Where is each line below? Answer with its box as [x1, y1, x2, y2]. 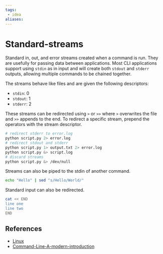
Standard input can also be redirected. [5, 187, 85, 193]
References [5, 224, 42, 233]
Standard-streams [5, 38, 84, 50]
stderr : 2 [12, 101, 32, 107]
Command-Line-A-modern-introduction [12, 243, 95, 249]
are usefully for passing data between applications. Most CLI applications [5, 60, 157, 66]
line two [5, 206, 24, 211]
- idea [7, 12, 22, 17]
